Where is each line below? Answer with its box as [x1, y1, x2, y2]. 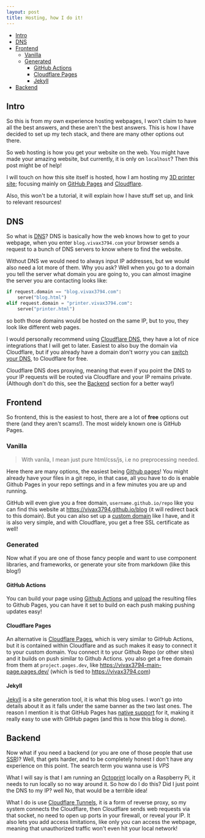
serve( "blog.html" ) [17, 294, 67, 301]
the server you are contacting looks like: [6, 277, 108, 285]
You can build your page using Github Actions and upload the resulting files [6, 595, 197, 602]
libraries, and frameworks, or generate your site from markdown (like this [6, 561, 191, 568]
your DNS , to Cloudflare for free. [6, 354, 89, 362]
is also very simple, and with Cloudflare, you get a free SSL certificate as [6, 518, 190, 526]
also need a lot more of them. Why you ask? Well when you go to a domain [6, 264, 195, 271]
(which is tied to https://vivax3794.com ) [50, 668, 151, 675]
